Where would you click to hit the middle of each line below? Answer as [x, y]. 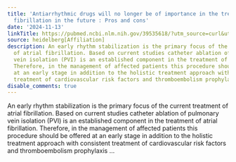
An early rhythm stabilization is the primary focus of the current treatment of [118, 106]
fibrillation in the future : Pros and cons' [81, 20]
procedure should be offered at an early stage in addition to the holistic [110, 136]
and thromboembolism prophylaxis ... [61, 151]
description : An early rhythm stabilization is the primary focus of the [118, 46]
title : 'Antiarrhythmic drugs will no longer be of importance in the [113, 14]
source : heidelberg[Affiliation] [56, 40]
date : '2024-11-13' [36, 27]
